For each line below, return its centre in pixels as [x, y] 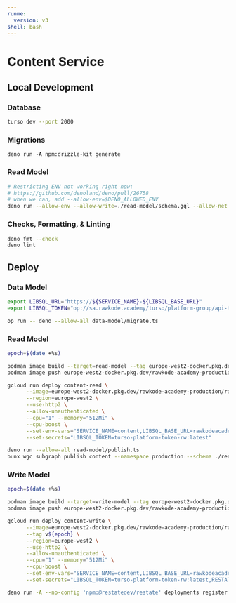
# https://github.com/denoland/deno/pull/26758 [78, 193]
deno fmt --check [33, 239]
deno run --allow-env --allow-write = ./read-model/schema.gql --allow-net [118, 206]
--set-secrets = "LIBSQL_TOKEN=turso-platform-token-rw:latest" [119, 437]
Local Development [51, 87]
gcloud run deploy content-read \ [58, 385]
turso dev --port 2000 [40, 122]
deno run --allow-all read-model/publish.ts [73, 450]
